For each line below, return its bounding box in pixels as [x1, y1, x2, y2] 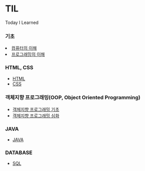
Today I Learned [5, 19, 39, 25]
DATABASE [5, 149, 33, 156]
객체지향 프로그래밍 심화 [12, 113, 60, 119]
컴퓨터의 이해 [11, 45, 37, 51]
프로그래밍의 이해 [11, 51, 45, 57]
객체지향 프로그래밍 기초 [12, 106, 60, 112]
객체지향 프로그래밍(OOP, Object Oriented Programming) [5, 94, 141, 101]
